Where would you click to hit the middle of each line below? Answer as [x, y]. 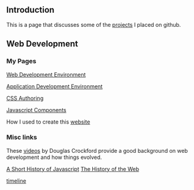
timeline [16, 181]
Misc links [22, 138]
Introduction [31, 10]
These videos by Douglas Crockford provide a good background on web [97, 150]
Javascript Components [36, 110]
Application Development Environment [55, 86]
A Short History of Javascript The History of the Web [73, 169]
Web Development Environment [46, 74]
